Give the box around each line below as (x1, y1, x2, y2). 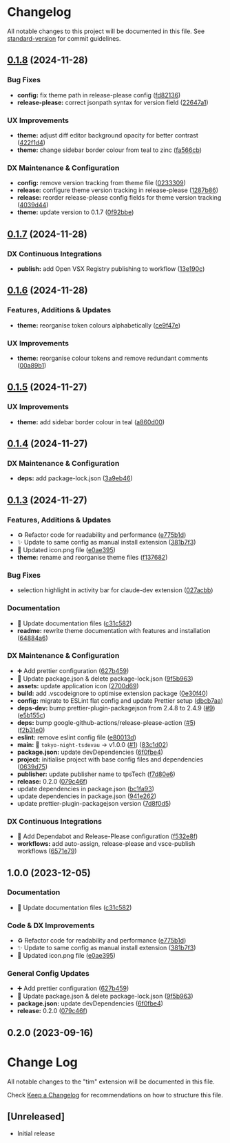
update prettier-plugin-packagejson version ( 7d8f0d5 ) (17, 799, 171, 807)
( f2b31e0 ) (17, 726, 45, 734)
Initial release (17, 1129, 55, 1137)
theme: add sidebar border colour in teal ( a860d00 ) (17, 417, 165, 426)
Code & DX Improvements (7, 920, 95, 930)
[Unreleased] (7, 1111, 65, 1123)
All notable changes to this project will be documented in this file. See (7, 27, 205, 35)
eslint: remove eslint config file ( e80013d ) (17, 733, 136, 741)
